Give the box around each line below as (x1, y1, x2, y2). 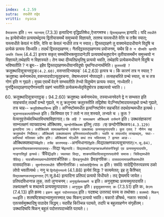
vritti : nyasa (5, 16, 37, 21)
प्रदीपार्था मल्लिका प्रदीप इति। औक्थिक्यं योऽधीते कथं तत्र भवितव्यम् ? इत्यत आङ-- (12, 136, 132, 140)
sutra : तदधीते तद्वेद (5, 12, 40, 17)
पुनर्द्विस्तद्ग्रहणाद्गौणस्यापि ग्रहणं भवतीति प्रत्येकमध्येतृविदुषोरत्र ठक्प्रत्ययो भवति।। (5, 84, 126, 90)
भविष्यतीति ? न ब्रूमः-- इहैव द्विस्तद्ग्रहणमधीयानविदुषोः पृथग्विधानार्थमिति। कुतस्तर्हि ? (5, 62, 130, 68)
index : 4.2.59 (5, 7, 37, 12)
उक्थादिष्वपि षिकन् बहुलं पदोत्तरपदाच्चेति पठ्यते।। (12, 206, 88, 212)
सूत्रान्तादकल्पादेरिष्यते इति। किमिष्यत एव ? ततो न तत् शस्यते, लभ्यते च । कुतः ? (12, 111, 131, 117)
